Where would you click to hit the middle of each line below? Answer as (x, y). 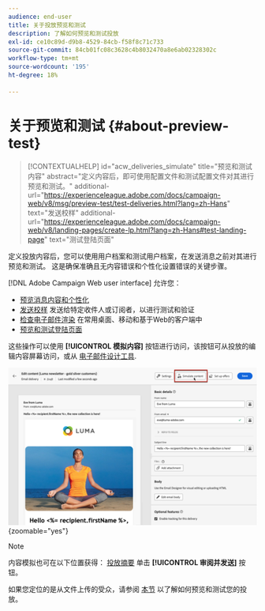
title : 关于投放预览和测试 (47, 25)
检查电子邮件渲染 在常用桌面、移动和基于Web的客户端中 (111, 319)
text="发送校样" (53, 213)
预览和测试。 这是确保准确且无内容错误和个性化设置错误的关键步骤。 (119, 266)
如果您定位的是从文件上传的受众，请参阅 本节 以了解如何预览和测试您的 (124, 590)
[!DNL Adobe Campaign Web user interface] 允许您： (95, 283)
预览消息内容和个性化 (54, 300)
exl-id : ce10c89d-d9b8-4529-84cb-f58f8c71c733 (86, 42)
